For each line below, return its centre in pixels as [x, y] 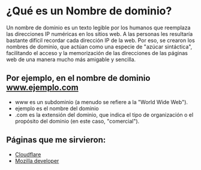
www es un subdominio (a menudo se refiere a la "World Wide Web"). [101, 102]
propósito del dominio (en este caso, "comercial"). [77, 121]
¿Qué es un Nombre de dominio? [89, 11]
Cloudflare [28, 154]
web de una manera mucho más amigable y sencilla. [71, 59]
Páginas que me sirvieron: [56, 140]
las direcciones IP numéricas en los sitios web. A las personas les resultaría [100, 34]
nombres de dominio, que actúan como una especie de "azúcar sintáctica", [99, 47]
